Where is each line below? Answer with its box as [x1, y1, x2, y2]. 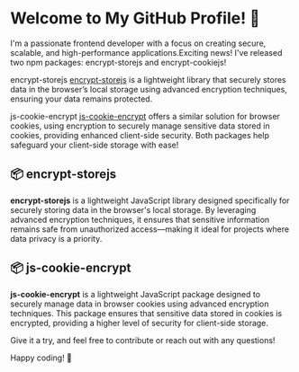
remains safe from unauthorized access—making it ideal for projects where [10, 224, 290, 235]
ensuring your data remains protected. [10, 93, 153, 104]
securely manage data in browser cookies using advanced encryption [10, 298, 269, 309]
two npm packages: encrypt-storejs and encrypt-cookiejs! [10, 57, 227, 67]
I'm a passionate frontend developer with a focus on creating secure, [10, 38, 267, 49]
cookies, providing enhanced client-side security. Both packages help [10, 129, 269, 140]
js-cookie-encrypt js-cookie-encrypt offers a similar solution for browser [10, 111, 280, 121]
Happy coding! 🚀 [10, 352, 73, 363]
